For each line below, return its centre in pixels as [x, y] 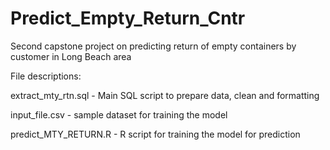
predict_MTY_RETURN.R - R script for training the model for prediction [155, 134]
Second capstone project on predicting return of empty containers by [153, 46]
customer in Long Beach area [71, 56]
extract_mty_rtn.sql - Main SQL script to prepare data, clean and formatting [165, 95]
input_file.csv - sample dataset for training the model [119, 114]
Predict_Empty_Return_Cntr [128, 18]
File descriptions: [46, 76]
